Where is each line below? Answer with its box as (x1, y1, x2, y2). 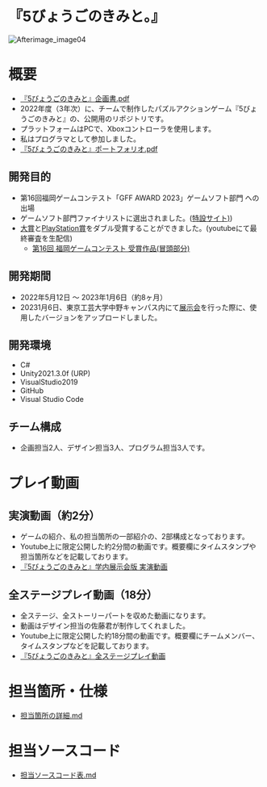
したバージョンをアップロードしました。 (27, 312, 162, 322)
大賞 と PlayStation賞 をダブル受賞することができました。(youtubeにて (19, 223, 250, 232)
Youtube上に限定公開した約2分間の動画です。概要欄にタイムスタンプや (19, 542, 257, 551)
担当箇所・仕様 (8, 683, 108, 701)
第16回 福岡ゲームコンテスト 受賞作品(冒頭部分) (31, 243, 190, 253)
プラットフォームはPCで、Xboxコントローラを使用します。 (19, 123, 216, 133)
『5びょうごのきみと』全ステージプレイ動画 (19, 651, 166, 660)
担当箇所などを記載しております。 (19, 552, 133, 562)
